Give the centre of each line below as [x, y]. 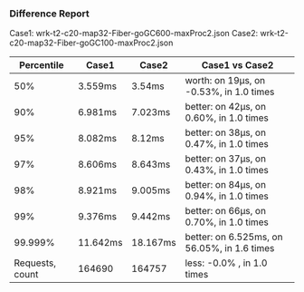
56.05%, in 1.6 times [230, 248]
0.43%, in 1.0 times [227, 170]
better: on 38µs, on [226, 132]
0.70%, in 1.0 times [227, 222]
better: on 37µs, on [226, 159]
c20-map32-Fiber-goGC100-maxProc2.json [91, 43]
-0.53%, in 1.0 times [230, 92]
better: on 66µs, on [226, 211]
